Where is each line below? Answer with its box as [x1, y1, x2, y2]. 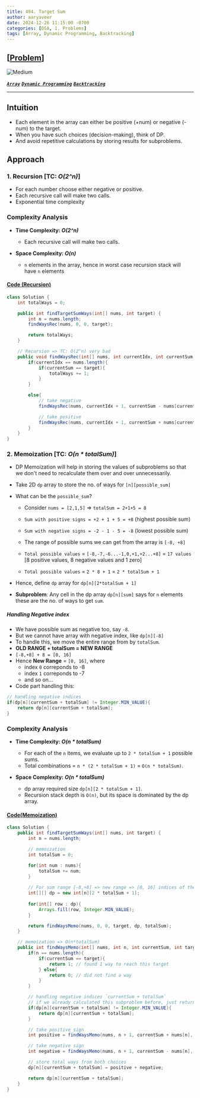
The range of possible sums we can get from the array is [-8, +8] [24, 539, 186, 546]
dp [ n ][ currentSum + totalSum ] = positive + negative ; [28, 1064, 164, 1071]
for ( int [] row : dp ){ [28, 901, 82, 907]
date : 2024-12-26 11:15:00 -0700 [7, 20, 90, 26]
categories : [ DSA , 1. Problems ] [7, 25, 87, 31]
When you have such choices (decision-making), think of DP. [15, 131, 165, 138]
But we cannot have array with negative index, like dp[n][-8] [15, 632, 164, 639]
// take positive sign [28, 1027, 84, 1033]
